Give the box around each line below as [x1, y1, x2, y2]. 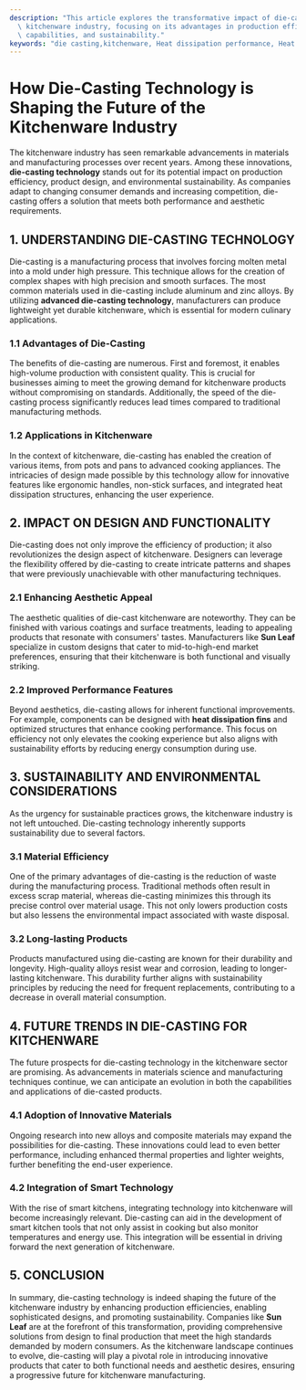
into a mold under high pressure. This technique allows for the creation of [9, 266, 285, 277]
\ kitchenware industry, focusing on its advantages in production [17, 22, 280, 31]
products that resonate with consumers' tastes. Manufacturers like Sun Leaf [9, 631, 296, 642]
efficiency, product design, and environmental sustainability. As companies [9, 176, 291, 187]
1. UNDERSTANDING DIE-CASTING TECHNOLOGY [9, 232, 296, 247]
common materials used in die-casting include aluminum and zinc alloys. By [9, 285, 294, 296]
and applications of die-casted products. [9, 1086, 162, 1097]
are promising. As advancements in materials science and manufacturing [9, 1067, 283, 1078]
